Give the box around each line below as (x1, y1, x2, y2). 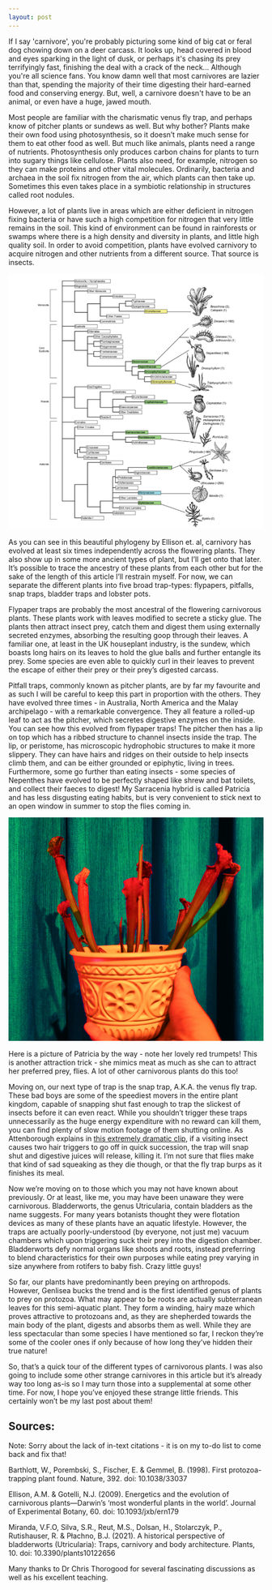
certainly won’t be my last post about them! (8, 1395, 153, 1406)
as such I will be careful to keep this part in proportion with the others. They (8, 689, 261, 699)
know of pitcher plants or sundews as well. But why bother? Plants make (8, 121, 250, 131)
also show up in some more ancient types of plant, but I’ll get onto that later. (8, 554, 261, 564)
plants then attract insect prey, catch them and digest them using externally (8, 621, 261, 632)
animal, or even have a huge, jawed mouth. (8, 96, 152, 106)
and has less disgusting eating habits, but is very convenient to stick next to (8, 792, 261, 802)
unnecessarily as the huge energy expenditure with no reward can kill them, (8, 1116, 261, 1126)
